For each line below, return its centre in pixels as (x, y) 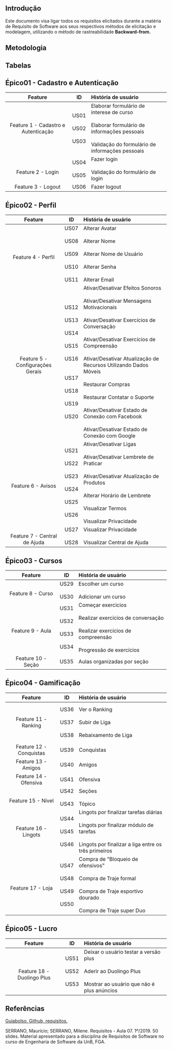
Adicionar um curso (102, 597)
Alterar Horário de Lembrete (117, 495)
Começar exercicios (103, 605)
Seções (88, 791)
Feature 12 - (31, 746)
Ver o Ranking (95, 709)
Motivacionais (100, 307)
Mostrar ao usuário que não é (119, 984)
